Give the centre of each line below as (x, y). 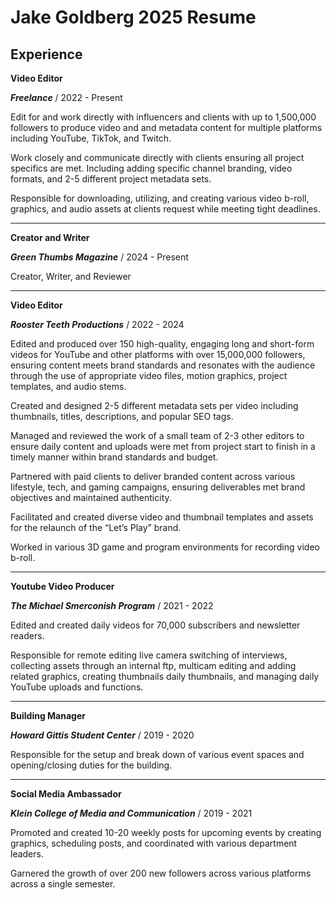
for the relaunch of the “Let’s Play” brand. (96, 527)
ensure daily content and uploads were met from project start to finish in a (163, 446)
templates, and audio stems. (68, 386)
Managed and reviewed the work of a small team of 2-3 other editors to (157, 435)
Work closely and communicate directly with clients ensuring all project (157, 157)
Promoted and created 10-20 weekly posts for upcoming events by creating (166, 832)
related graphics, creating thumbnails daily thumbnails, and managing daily (165, 676)
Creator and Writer (50, 237)
